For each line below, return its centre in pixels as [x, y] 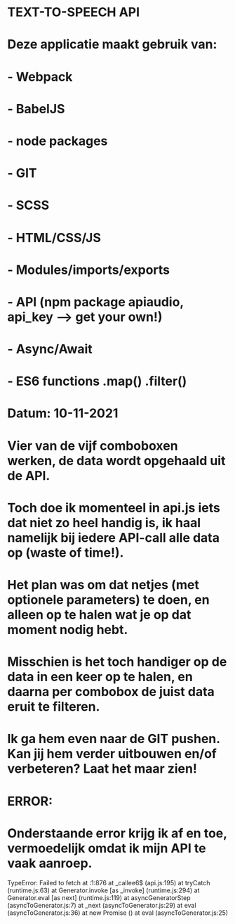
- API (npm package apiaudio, [95, 302]
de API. [29, 475]
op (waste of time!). [66, 552]
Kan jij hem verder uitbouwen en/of [112, 754]
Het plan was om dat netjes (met [103, 585]
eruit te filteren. [54, 707]
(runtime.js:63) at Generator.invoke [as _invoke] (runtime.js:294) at [103, 890]
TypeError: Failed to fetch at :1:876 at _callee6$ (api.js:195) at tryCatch [109, 882]
